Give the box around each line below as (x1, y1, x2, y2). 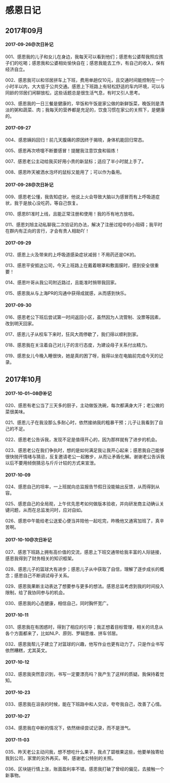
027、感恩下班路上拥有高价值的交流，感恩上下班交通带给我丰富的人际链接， (5, 549, 164, 555)
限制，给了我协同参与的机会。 (5, 589, 67, 595)
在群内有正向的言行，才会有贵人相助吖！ (5, 228, 90, 234)
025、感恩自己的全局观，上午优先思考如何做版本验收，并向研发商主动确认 (5, 501, 160, 507)
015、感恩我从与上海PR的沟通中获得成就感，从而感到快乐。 (5, 290, 129, 296)
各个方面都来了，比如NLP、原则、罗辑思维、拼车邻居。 (5, 630, 120, 636)
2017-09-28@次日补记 (5, 182, 54, 188)
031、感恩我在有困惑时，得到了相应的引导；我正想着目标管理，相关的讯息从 (5, 624, 163, 630)
